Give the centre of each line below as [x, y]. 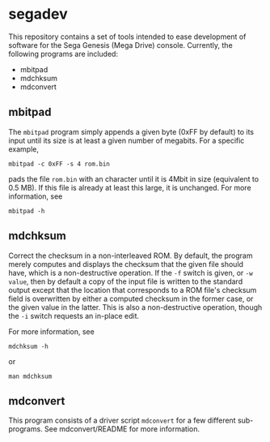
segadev [38, 14]
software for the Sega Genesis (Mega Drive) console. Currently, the [120, 45]
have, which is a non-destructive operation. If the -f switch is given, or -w [131, 272]
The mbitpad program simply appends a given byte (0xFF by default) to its [131, 131]
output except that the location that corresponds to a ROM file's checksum [133, 290]
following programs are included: [63, 54]
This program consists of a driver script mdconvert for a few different [122, 421]
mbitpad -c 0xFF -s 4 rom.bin [59, 164]
